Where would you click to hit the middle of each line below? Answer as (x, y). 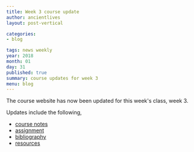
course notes (31, 124)
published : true (27, 73)
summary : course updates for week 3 (52, 78)
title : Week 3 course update (43, 12)
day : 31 (16, 67)
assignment (29, 130)
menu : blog (20, 84)
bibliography (30, 137)
